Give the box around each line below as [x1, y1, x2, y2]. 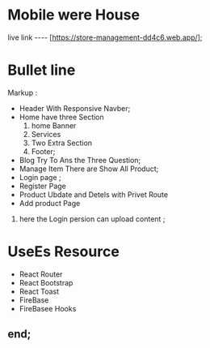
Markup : [7, 88, 38, 97]
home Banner [31, 120, 77, 131]
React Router [19, 269, 63, 279]
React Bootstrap [19, 277, 73, 287]
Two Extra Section [31, 138, 93, 148]
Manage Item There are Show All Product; [19, 164, 159, 174]
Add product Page [19, 198, 81, 208]
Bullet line [7, 61, 76, 79]
